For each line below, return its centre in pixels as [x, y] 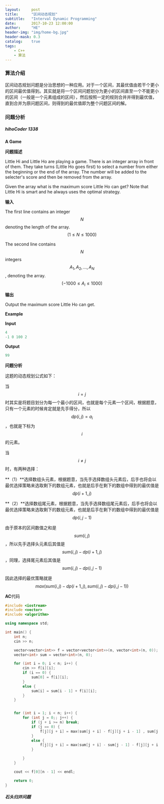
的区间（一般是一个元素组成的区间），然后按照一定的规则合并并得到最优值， [81, 97]
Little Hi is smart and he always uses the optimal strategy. [63, 192]
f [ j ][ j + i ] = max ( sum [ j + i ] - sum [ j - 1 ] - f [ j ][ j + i [99, 745]
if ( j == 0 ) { [45, 727]
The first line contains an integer [38, 212]
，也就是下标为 [20, 426]
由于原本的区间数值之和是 [31, 528]
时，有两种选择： [22, 469]
